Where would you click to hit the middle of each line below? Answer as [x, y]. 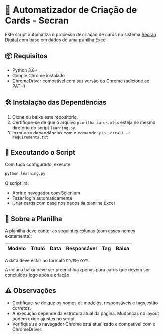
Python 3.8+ [25, 70]
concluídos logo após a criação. [38, 275]
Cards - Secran [37, 21]
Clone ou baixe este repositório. [45, 117]
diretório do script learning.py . [44, 127]
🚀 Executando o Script [40, 153]
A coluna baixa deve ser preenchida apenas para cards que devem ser [78, 270]
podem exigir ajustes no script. [44, 318]
